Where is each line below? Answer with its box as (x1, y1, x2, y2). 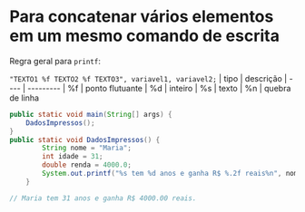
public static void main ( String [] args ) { (9, 110, 172, 119)
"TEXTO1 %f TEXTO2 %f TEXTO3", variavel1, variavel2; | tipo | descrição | (9, 72, 288, 83)
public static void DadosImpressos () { (9, 135, 161, 144)
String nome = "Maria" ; (42, 143, 132, 153)
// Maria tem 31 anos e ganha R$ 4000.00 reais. (9, 193, 197, 203)
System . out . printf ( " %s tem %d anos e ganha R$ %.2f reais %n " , (42, 169, 282, 178)
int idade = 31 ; (42, 152, 103, 161)
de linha (9, 92, 39, 103)
